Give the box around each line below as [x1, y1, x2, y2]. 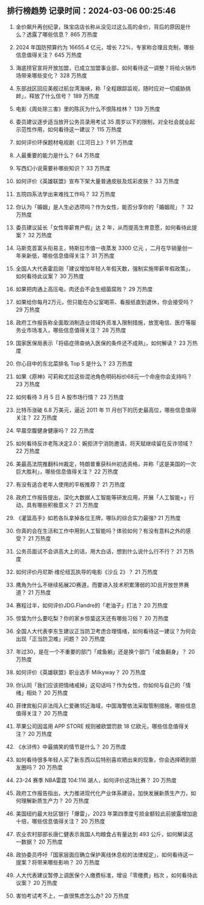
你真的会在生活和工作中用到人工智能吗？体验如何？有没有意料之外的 [15, 527, 186, 534]
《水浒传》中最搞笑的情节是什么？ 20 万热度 [15, 743, 127, 750]
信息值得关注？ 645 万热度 [15, 51, 82, 58]
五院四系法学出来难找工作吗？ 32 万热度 [15, 190, 116, 198]
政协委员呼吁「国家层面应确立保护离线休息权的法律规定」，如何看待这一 [15, 851, 194, 858]
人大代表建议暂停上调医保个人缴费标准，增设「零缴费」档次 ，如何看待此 [15, 872, 198, 879]
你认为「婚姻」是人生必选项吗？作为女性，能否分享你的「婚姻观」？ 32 [15, 203, 194, 210]
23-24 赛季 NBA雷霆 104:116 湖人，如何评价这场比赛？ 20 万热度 [15, 776, 177, 783]
